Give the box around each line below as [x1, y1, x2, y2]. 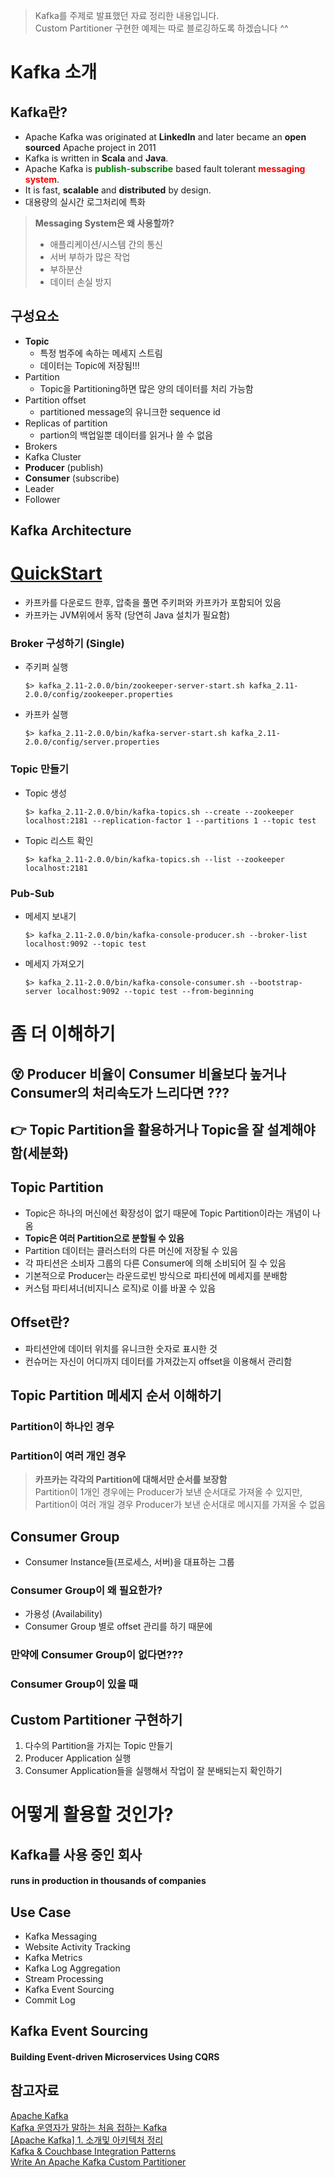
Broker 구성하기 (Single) [10, 637, 125, 651]
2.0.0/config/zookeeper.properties [24, 690, 174, 700]
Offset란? [10, 1314, 70, 1331]
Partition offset [24, 394, 87, 406]
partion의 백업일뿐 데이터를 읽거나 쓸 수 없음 [39, 429, 213, 441]
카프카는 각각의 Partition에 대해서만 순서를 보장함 [34, 1474, 228, 1486]
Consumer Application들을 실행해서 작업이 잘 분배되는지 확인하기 [24, 1765, 283, 1776]
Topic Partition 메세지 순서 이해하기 [10, 1387, 222, 1404]
